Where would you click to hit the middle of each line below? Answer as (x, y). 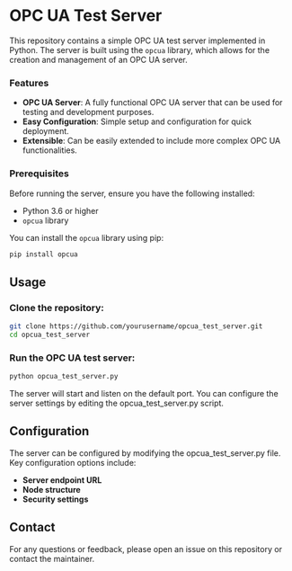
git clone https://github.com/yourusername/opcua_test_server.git (136, 326)
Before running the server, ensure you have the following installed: (132, 193)
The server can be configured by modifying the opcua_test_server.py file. (145, 453)
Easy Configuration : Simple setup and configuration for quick (137, 121)
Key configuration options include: (73, 462)
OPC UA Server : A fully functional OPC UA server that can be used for (152, 103)
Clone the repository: (57, 308)
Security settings (55, 499)
